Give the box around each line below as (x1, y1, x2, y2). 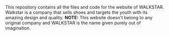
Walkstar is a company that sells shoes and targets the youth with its (5, 9, 148, 15)
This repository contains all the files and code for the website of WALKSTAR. (5, 4, 164, 10)
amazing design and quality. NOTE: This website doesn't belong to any (5, 15, 153, 20)
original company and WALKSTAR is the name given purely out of (5, 20, 141, 26)
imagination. (5, 25, 31, 31)
